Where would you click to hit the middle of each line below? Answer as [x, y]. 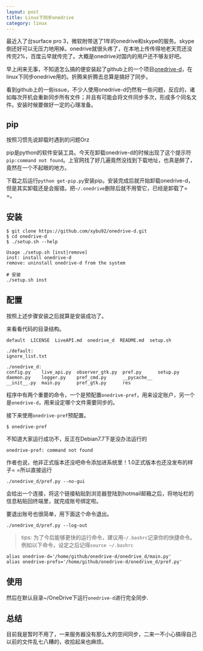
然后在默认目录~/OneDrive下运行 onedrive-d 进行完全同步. [77, 598]
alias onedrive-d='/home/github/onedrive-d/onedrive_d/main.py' [89, 556]
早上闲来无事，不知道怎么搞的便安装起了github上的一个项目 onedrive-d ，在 [99, 69]
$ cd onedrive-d [27, 237]
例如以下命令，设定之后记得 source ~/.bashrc [77, 545]
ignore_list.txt [27, 356]
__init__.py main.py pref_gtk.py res [69, 383]
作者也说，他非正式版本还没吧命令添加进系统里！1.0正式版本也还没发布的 [97, 462]
